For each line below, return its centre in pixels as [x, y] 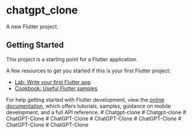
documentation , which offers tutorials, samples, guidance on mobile [88, 106]
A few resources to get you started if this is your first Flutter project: [88, 71]
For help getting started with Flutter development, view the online [85, 99]
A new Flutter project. [32, 26]
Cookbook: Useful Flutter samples [56, 88]
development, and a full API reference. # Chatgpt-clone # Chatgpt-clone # [96, 112]
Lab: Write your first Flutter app [53, 82]
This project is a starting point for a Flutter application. [72, 59]
